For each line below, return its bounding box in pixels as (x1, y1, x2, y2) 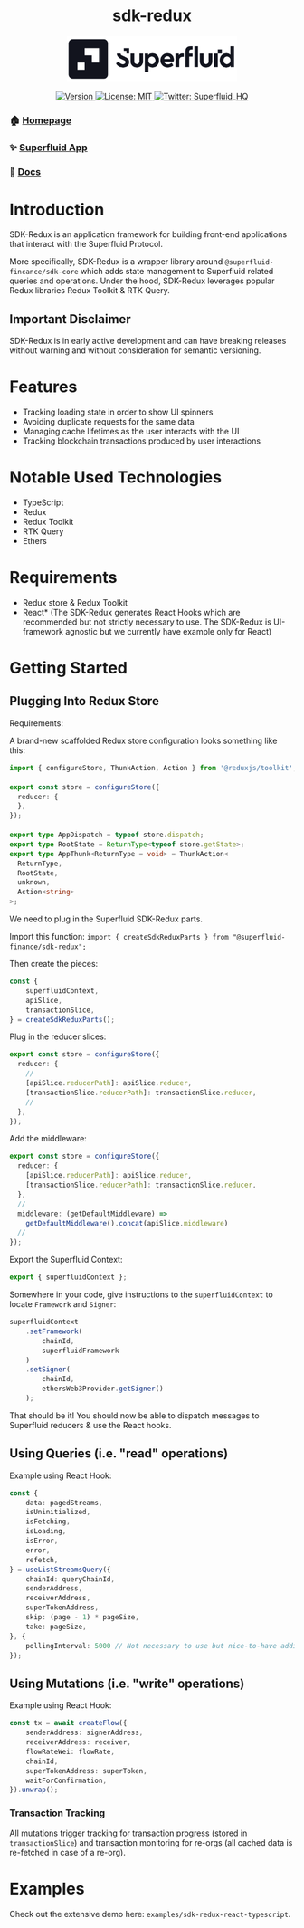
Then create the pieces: (9, 959, 99, 969)
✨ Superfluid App (9, 141, 88, 154)
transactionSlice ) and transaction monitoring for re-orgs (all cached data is (9, 1837, 293, 1847)
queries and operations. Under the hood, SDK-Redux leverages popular (9, 275, 275, 286)
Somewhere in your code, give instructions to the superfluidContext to (9, 1289, 273, 1300)
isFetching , (25, 1517, 71, 1526)
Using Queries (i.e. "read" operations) (9, 1446, 229, 1462)
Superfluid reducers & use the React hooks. (9, 1419, 172, 1430)
